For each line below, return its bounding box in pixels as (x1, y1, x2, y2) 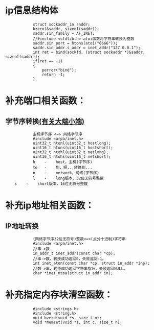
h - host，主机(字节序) (32, 159, 93, 164)
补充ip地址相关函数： (5, 200, 95, 211)
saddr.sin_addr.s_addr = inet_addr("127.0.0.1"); (32, 45, 141, 50)
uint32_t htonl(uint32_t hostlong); (32, 140, 111, 146)
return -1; (41, 72, 65, 77)
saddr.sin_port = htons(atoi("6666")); (32, 40, 118, 46)
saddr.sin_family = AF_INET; (32, 31, 95, 36)
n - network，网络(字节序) (32, 170, 100, 175)
